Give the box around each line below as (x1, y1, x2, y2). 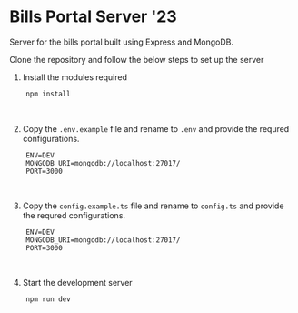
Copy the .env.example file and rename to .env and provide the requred (22, 123, 290, 134)
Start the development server (22, 277, 134, 288)
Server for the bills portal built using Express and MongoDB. (9, 36, 234, 47)
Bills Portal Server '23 (9, 6, 177, 27)
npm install (25, 89, 71, 98)
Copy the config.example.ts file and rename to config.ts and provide (22, 200, 284, 211)
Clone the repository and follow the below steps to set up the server (9, 54, 264, 65)
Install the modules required (22, 71, 128, 83)
